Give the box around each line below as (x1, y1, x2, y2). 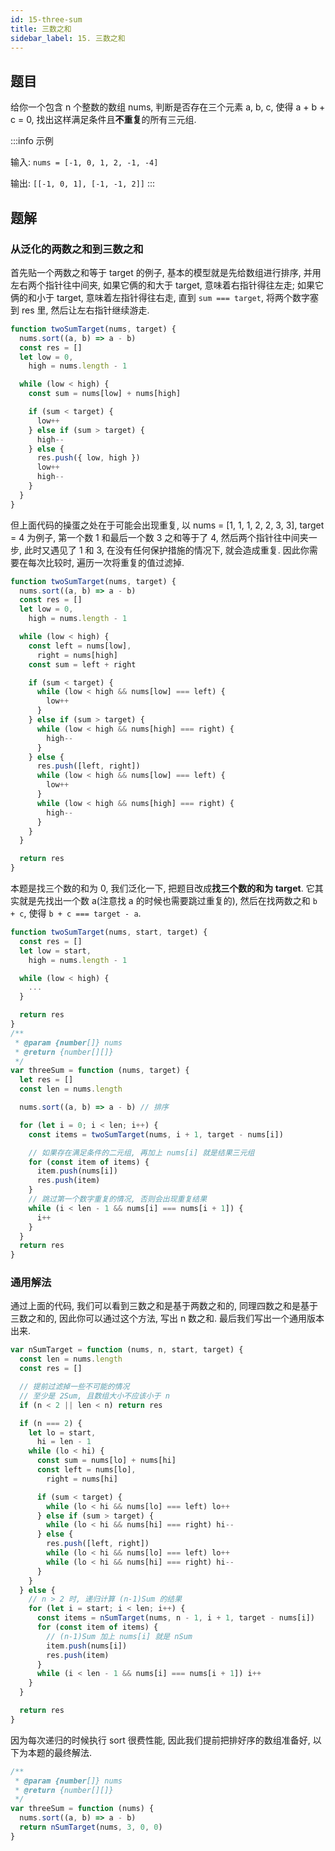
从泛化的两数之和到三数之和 (10, 242, 144, 256)
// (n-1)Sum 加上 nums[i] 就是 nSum (46, 1631, 193, 1641)
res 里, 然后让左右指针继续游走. (21, 304, 150, 316)
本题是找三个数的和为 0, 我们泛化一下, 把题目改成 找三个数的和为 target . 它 (10, 882, 315, 894)
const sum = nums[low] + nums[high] (28, 389, 182, 399)
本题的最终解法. (27, 1746, 93, 1758)
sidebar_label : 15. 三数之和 (10, 33, 126, 43)
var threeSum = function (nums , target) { (10, 1066, 190, 1076)
